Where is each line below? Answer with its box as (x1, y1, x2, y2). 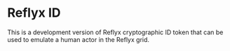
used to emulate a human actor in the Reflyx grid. (7, 35, 149, 43)
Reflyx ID (7, 5, 61, 21)
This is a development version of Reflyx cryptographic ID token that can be (7, 28, 224, 36)
